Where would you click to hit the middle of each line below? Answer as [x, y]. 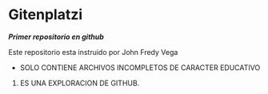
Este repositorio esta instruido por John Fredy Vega [93, 52]
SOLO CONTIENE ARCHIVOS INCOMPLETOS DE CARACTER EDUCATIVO [140, 67]
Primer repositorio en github [56, 37]
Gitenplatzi [46, 15]
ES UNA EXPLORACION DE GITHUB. [80, 83]
